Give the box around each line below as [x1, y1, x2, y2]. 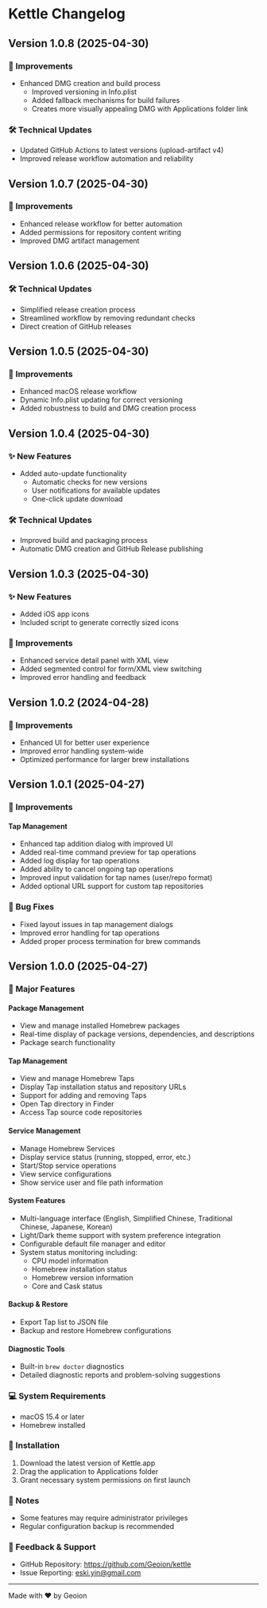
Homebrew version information [31, 1272, 133, 1282]
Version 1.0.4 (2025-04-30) [8, 427, 150, 440]
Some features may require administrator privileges [19, 1513, 188, 1523]
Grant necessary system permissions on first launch [19, 1475, 191, 1484]
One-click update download [31, 493, 123, 503]
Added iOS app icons [19, 609, 90, 619]
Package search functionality [19, 1038, 116, 1048]
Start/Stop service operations [19, 1161, 117, 1170]
